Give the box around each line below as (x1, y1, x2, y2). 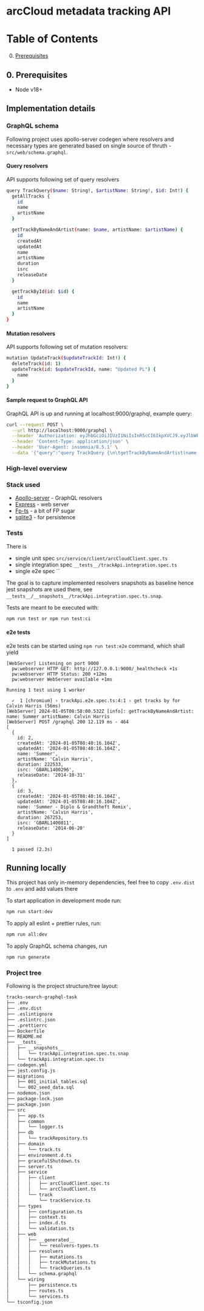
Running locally (6, 862, 67, 873)
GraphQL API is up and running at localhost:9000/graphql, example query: (6, 410, 192, 417)
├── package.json (6, 1101, 50, 1108)
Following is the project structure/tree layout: (6, 982, 118, 990)
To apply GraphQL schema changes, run (6, 942, 107, 950)
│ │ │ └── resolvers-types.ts (6, 1242, 99, 1248)
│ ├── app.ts (6, 1112, 45, 1119)
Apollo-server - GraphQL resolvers (15, 494, 103, 502)
